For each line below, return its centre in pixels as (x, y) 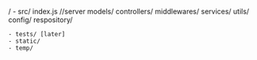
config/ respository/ (40, 20)
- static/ (25, 41)
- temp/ (21, 48)
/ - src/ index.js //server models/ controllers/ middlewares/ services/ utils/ (129, 11)
